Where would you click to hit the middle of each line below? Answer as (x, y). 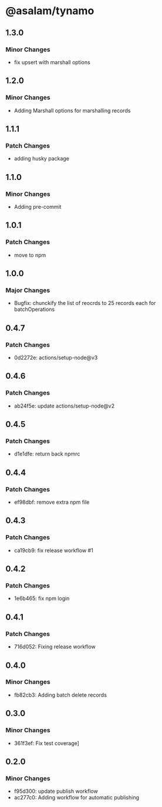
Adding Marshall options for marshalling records (72, 110)
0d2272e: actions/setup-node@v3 (56, 357)
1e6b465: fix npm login (42, 598)
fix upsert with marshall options (52, 62)
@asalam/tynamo (50, 11)
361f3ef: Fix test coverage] (47, 743)
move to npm (30, 255)
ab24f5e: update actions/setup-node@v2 (64, 406)
